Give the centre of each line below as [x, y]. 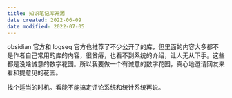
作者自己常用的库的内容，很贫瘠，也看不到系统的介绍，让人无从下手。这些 [119, 55]
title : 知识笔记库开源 [36, 13]
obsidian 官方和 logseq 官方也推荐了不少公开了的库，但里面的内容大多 [107, 47]
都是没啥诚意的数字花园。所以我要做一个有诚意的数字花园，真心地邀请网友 [113, 64]
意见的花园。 [43, 72]
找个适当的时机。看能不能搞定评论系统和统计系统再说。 [86, 88]
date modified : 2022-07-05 [46, 26]
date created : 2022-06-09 [44, 20]
